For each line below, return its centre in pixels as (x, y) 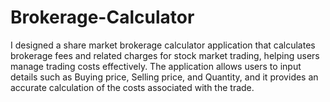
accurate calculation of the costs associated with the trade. (132, 87)
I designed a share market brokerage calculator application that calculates (163, 45)
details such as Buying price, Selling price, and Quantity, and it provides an (164, 77)
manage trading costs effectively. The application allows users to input (156, 66)
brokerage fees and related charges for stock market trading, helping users (165, 55)
